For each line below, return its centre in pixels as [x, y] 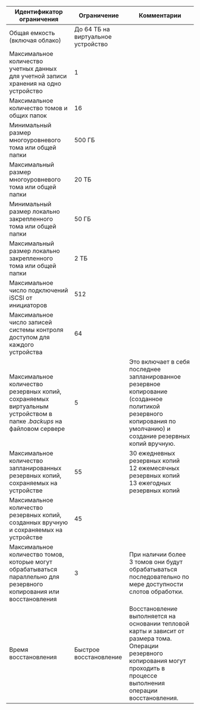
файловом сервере [37, 429]
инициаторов [28, 305]
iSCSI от [21, 298]
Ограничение [99, 15]
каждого [22, 345]
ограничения [39, 19]
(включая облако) [35, 40]
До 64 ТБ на [92, 29]
